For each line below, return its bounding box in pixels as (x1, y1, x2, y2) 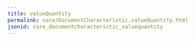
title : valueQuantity (7, 10, 72, 17)
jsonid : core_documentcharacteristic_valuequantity (7, 23, 163, 30)
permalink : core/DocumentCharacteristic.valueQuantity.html (7, 17, 189, 24)
